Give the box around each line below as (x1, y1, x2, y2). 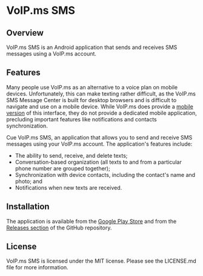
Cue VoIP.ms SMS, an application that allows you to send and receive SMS (6, 133, 193, 141)
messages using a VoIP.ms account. (6, 50, 97, 57)
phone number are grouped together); (15, 164, 110, 172)
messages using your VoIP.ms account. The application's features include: (6, 140, 193, 147)
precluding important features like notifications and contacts (6, 115, 157, 123)
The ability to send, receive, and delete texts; (15, 152, 128, 159)
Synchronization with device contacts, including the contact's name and (15, 171, 196, 178)
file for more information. (6, 264, 68, 271)
